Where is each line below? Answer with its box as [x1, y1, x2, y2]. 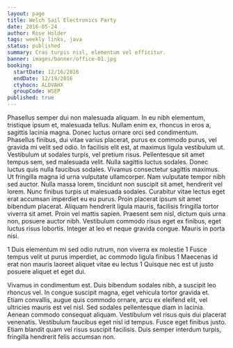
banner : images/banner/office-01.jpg [7, 56, 117, 63]
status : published [7, 42, 61, 49]
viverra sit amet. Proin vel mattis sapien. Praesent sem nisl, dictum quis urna [7, 209, 226, 218]
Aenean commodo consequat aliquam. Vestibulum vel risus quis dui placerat [7, 310, 227, 319]
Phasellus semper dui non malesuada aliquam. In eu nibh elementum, [7, 113, 206, 122]
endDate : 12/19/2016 [13, 74, 73, 82]
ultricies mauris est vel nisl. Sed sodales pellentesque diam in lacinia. [7, 303, 205, 311]
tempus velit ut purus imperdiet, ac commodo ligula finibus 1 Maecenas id [7, 253, 218, 261]
